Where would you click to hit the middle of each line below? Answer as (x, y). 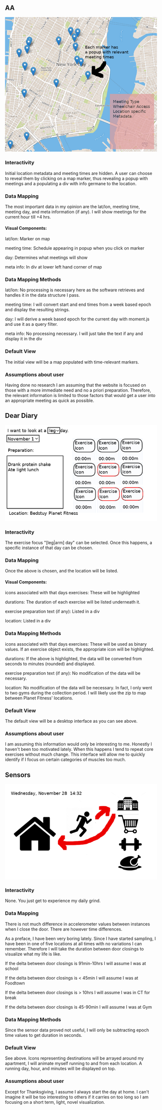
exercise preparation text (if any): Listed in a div (52, 611)
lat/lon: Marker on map (27, 239)
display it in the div (24, 339)
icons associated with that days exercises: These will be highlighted (72, 593)
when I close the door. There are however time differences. (64, 929)
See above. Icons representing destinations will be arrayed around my (74, 1058)
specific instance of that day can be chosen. (49, 548)
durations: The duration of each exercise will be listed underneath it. (73, 602)
